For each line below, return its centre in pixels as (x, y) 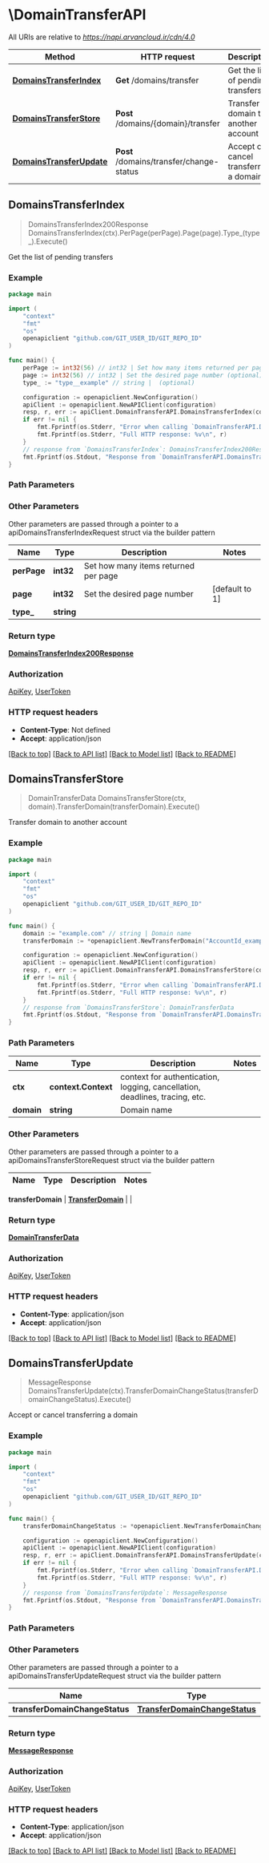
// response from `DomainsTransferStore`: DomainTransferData (128, 1008)
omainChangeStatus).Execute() (80, 1400)
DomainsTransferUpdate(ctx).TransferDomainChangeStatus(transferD (143, 1391)
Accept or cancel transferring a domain (73, 1415)
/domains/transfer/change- (167, 161)
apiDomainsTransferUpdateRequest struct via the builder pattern (115, 1675)
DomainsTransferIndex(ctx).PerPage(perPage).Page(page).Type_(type (144, 232)
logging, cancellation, (160, 1087)
